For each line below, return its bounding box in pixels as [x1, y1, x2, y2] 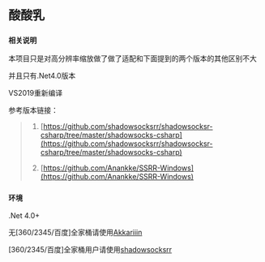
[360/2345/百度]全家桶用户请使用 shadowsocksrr [8, 244, 173, 254]
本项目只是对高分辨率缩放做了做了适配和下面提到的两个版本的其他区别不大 [8, 54, 257, 63]
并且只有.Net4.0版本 [8, 71, 76, 81]
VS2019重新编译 [8, 88, 63, 98]
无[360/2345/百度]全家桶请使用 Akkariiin [8, 227, 143, 237]
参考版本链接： [8, 105, 58, 115]
